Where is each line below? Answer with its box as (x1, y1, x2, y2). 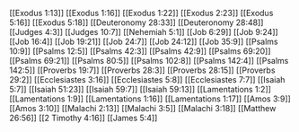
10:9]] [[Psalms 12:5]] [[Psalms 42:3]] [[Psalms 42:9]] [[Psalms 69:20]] (9, 46, 271, 57)
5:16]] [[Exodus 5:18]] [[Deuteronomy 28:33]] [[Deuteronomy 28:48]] (9, 17, 264, 28)
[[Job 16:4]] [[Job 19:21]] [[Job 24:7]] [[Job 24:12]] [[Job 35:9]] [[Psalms (9, 36, 278, 47)
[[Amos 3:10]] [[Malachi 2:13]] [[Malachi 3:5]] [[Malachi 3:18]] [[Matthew (9, 103, 277, 113)
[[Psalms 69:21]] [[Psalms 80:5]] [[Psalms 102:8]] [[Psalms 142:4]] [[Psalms (9, 56, 289, 66)
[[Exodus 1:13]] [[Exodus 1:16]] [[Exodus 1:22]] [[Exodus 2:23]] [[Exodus (9, 8, 274, 18)
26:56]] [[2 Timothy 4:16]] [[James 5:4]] (9, 112, 158, 123)
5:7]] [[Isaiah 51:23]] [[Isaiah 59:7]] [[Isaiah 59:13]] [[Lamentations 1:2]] (9, 84, 272, 94)
